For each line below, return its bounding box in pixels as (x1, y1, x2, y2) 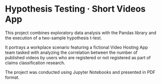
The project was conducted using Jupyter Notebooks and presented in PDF (5, 69, 156, 75)
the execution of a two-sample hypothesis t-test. (5, 35, 102, 41)
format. (5, 74, 20, 80)
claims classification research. (5, 60, 65, 66)
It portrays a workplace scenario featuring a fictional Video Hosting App (5, 44, 148, 50)
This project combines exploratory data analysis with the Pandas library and (5, 30, 156, 35)
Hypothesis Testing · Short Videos (5, 3, 146, 15)
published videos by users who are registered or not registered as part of (5, 54, 151, 60)
